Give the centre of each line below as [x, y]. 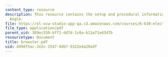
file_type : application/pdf [34, 28]
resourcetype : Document [30, 38]
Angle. [16, 19]
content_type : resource [30, 10]
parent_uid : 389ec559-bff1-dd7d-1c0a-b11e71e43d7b [59, 33]
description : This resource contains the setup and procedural [72, 14]
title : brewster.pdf [27, 42]
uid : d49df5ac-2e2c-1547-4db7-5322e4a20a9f [51, 47]
